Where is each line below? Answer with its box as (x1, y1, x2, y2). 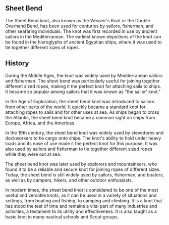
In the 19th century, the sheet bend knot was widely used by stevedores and (5, 129, 164, 136)
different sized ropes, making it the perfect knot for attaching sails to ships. (5, 83, 161, 89)
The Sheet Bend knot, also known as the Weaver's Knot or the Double (5, 17, 150, 23)
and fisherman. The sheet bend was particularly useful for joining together (5, 78, 160, 84)
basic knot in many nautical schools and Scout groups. (5, 213, 119, 219)
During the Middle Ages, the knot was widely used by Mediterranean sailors (5, 72, 163, 78)
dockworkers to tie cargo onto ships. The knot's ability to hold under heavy (5, 135, 161, 141)
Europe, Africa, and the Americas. (5, 120, 76, 126)
